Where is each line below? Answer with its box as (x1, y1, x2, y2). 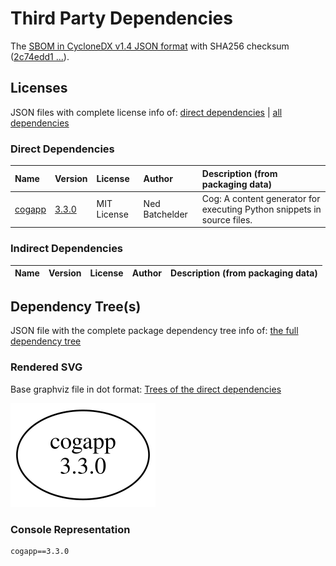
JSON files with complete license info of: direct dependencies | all (10, 106, 283, 118)
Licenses (10, 80, 68, 97)
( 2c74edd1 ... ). (10, 50, 70, 62)
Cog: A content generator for (201, 192, 321, 204)
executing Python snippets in (201, 203, 322, 215)
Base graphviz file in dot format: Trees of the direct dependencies (10, 383, 282, 395)
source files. (201, 213, 253, 226)
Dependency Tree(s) (10, 298, 142, 315)
